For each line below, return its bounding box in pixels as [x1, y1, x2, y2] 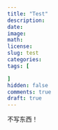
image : [7, 30, 27, 37]
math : [7, 37, 23, 44]
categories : [7, 56, 42, 63]
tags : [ [7, 63, 30, 70]
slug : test [7, 50, 39, 57]
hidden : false [7, 82, 49, 89]
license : [7, 43, 33, 50]
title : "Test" [7, 10, 49, 18]
